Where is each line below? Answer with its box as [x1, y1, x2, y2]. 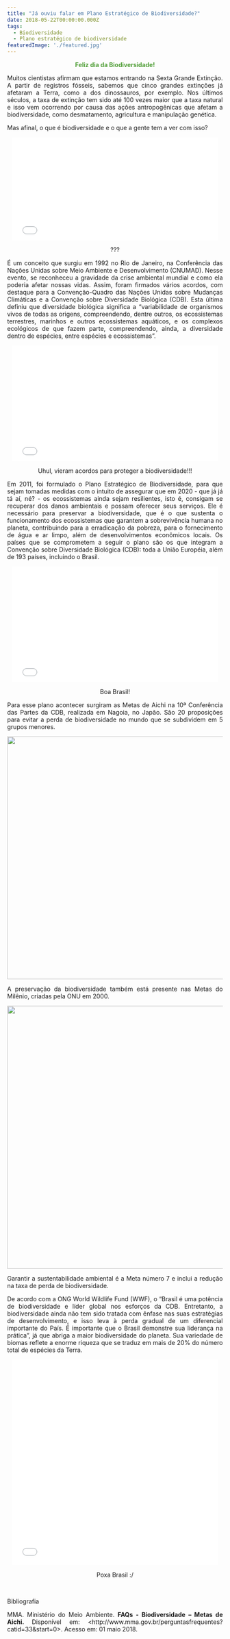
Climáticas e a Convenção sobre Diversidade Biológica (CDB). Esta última [7, 295, 223, 304]
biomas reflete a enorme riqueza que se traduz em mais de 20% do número [7, 1339, 223, 1346]
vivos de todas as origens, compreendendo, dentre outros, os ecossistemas [7, 310, 223, 318]
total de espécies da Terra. [7, 1346, 83, 1354]
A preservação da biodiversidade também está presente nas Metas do [7, 985, 223, 993]
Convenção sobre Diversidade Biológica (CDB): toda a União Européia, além [7, 545, 223, 554]
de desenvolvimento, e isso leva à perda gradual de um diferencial [7, 1317, 223, 1324]
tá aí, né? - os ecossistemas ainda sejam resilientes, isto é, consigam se [7, 495, 223, 502]
